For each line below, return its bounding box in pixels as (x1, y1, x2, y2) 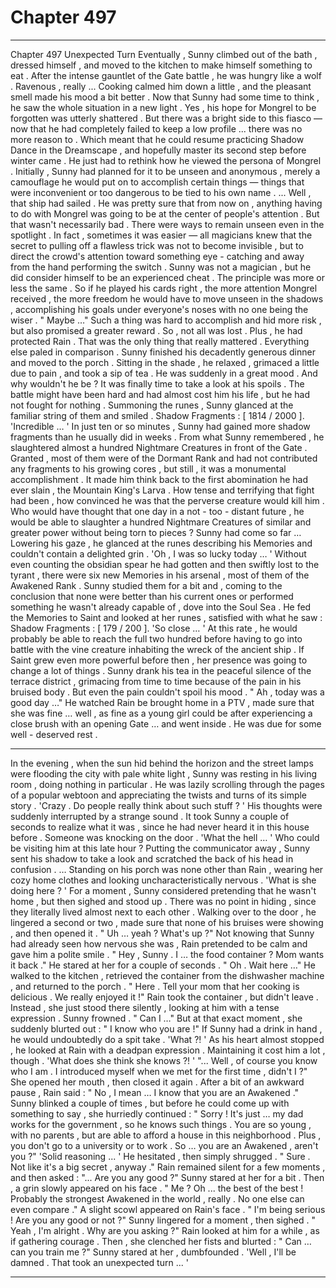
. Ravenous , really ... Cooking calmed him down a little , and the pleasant (10, 80, 312, 92)
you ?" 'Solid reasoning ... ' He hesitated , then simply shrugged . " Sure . (10, 1150, 311, 1162)
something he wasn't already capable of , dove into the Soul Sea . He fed (10, 601, 312, 613)
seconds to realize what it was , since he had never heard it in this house (10, 821, 310, 833)
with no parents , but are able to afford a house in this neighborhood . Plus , (10, 1129, 322, 1141)
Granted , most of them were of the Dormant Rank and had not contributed (10, 452, 318, 464)
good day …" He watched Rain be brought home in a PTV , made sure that (10, 696, 315, 708)
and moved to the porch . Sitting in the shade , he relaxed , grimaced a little (10, 356, 320, 368)
